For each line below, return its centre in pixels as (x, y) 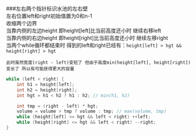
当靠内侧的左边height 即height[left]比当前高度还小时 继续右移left (84, 30)
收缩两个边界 (21, 23)
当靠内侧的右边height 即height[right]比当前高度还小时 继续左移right (87, 38)
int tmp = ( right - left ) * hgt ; (58, 106)
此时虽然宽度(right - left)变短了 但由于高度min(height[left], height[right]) (98, 63)
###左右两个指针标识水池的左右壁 (47, 8)
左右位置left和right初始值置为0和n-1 (49, 16)
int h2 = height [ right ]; (47, 90)
